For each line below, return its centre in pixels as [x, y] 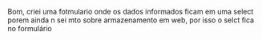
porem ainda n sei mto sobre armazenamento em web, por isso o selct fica [131, 20]
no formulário [30, 28]
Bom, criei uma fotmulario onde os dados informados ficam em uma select [131, 12]
